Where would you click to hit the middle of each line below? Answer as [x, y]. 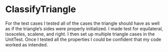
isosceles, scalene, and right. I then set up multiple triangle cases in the [80, 34]
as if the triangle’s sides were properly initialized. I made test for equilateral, [84, 28]
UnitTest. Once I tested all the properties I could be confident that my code [83, 39]
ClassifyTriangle [41, 9]
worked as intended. [27, 44]
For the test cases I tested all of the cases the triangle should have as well [82, 23]
